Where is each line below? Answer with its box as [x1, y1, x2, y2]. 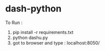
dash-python [5, 3, 62, 14]
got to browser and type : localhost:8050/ [12, 39, 100, 45]
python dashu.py [12, 34, 48, 40]
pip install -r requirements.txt [12, 29, 74, 35]
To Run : [5, 19, 23, 25]
